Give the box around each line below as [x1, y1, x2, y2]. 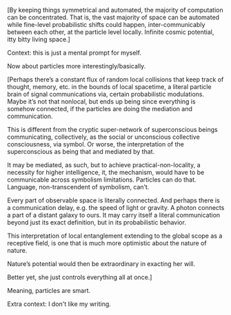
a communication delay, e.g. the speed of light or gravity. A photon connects [7, 204, 225, 211]
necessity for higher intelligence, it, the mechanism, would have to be [7, 169, 205, 176]
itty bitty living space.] [7, 35, 70, 44]
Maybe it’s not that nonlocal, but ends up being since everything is [7, 97, 196, 106]
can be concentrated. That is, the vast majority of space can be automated [7, 13, 219, 21]
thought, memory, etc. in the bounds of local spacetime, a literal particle [7, 83, 212, 90]
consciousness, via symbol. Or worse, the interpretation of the [7, 140, 185, 148]
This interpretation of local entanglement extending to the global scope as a [7, 231, 223, 240]
